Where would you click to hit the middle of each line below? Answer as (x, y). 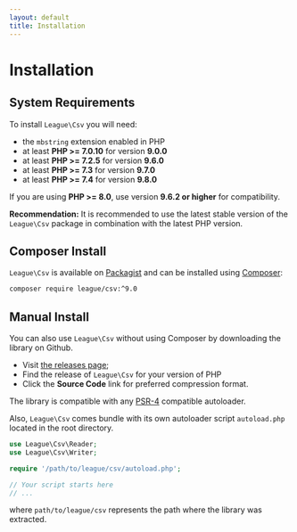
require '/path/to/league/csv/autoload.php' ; (95, 469)
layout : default (39, 17)
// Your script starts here (62, 485)
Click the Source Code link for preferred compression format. (135, 384)
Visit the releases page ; (66, 365)
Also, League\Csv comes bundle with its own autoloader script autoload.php (147, 418)
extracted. (28, 520)
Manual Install (49, 317)
